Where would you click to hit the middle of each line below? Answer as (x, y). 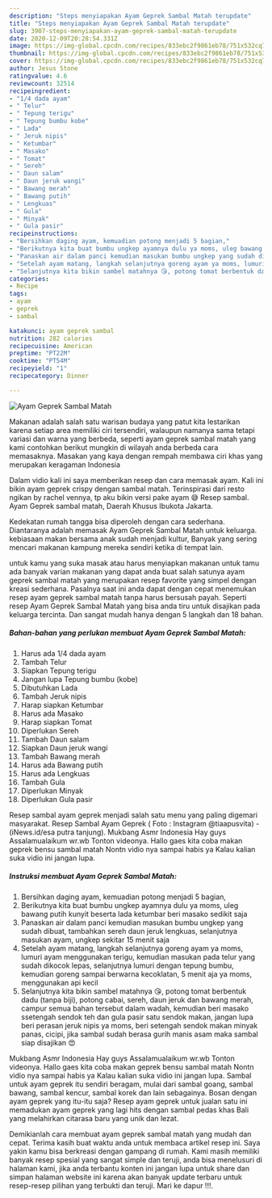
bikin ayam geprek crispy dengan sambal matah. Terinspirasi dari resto (127, 489)
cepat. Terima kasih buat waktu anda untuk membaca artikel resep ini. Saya (135, 1142)
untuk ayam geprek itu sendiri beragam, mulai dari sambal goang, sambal (131, 1084)
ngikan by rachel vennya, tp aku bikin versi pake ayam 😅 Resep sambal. (129, 497)
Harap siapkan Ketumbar (62, 704)
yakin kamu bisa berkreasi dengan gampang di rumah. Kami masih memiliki (134, 1151)
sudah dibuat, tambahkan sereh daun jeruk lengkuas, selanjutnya (129, 931)
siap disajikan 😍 (48, 1042)
